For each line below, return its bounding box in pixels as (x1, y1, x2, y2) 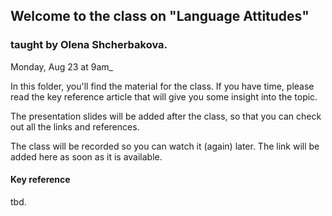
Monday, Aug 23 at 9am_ (10, 60, 113, 73)
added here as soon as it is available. (10, 150, 163, 163)
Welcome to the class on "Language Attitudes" (10, 8, 310, 25)
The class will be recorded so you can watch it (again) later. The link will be (10, 140, 320, 152)
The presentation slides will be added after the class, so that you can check (10, 110, 322, 122)
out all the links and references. (10, 120, 140, 133)
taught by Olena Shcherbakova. (10, 38, 168, 52)
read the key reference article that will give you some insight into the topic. (10, 90, 318, 103)
